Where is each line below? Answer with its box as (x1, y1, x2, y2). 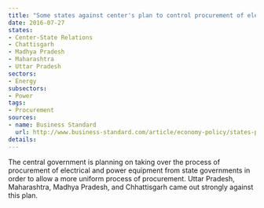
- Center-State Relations (8, 33, 93, 42)
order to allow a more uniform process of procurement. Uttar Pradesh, (8, 173, 236, 183)
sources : (8, 114, 37, 122)
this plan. (8, 190, 38, 200)
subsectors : (8, 84, 47, 93)
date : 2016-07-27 (8, 19, 65, 27)
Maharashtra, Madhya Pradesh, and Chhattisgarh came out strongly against (8, 182, 254, 192)
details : (8, 135, 37, 144)
